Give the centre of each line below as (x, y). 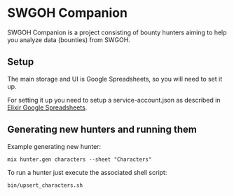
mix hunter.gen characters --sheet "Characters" (80, 159)
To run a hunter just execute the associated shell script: (87, 172)
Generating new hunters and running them (102, 130)
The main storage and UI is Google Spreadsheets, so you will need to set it (115, 79)
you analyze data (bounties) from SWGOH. (69, 39)
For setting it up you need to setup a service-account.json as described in (114, 100)
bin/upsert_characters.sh (45, 185)
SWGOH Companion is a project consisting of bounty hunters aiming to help (117, 32)
